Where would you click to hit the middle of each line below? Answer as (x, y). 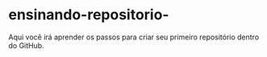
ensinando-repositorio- (89, 15)
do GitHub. (26, 45)
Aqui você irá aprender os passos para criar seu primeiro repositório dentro (134, 37)
